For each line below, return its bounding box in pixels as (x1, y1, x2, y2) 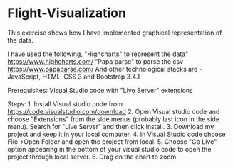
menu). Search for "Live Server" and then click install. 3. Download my (7, 122, 214, 130)
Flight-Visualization (7, 5, 127, 21)
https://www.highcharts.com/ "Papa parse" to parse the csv (7, 57, 184, 65)
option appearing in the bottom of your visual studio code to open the (7, 145, 212, 153)
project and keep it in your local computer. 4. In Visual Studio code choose (7, 130, 226, 138)
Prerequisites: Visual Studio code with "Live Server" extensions (7, 86, 194, 94)
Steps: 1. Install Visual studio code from (7, 99, 123, 108)
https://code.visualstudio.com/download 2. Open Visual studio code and (7, 107, 220, 116)
